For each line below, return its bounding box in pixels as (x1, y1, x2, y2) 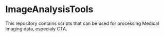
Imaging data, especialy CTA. (5, 25, 68, 31)
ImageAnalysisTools (5, 4, 94, 15)
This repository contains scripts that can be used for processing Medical (5, 20, 159, 26)
